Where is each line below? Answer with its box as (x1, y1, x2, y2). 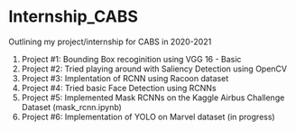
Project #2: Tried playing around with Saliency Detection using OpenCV (21, 63, 288, 74)
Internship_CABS (8, 6, 139, 27)
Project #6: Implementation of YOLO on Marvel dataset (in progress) (21, 111, 276, 122)
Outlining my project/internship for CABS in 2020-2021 (8, 36, 212, 47)
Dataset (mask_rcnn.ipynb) (21, 101, 123, 112)
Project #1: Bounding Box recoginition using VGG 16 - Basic (21, 53, 242, 64)
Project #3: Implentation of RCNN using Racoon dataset (21, 72, 229, 83)
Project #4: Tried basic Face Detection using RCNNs (21, 82, 217, 93)
